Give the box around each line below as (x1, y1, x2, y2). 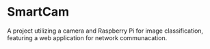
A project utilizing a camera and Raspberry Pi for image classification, (7, 27, 204, 35)
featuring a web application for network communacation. (7, 33, 168, 42)
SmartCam (7, 4, 70, 20)
